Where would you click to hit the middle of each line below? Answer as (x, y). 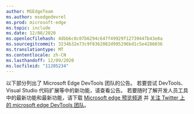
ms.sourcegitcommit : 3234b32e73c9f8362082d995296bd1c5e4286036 (84, 44)
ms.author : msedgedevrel (36, 17)
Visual (13, 91)
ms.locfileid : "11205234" (37, 66)
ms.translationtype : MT (35, 50)
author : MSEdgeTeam (30, 11)
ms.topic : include (28, 28)
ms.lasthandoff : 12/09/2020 (40, 60)
